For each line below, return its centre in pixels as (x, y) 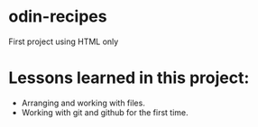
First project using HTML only (64, 41)
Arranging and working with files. (83, 103)
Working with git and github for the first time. (105, 112)
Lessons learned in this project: (129, 78)
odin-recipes (58, 17)
